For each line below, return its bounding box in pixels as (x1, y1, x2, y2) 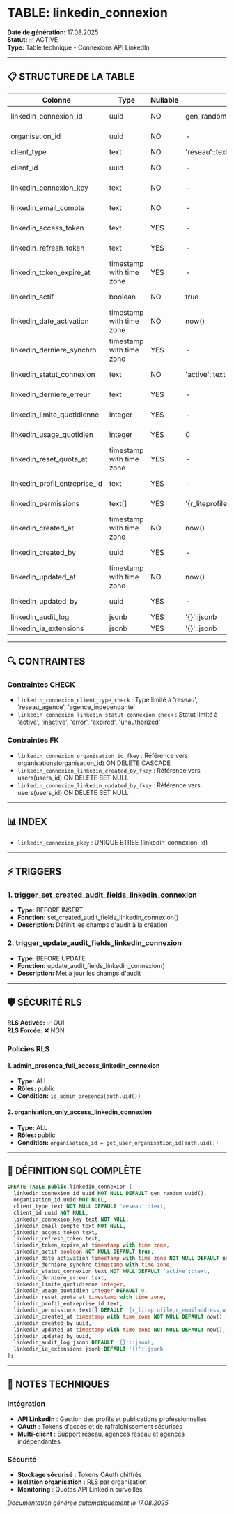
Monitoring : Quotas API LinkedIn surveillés (17, 1485, 143, 1494)
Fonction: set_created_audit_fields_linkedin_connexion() (17, 913, 179, 922)
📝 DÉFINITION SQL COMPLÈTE (7, 1165, 141, 1177)
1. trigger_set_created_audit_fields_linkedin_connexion (7, 890, 197, 900)
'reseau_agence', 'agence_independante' (17, 703, 136, 711)
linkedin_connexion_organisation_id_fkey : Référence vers (17, 751, 188, 759)
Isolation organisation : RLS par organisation (17, 1478, 148, 1486)
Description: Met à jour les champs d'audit (17, 969, 141, 977)
